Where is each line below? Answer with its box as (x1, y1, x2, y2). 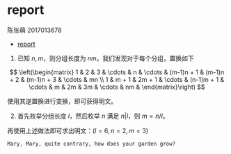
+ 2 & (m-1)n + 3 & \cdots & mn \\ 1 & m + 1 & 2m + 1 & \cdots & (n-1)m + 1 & (9, 75, 225, 83)
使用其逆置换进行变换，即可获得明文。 (7, 96, 117, 105)
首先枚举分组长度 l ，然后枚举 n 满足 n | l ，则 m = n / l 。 (17, 112, 169, 120)
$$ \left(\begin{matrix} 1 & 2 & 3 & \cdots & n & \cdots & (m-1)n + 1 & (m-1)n (9, 68, 225, 76)
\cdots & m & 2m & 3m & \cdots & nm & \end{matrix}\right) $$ (29, 83, 205, 91)
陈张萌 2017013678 (7, 26, 62, 34)
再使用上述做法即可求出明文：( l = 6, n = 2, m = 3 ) (7, 126, 149, 135)
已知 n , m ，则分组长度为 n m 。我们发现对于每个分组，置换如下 (17, 54, 195, 62)
